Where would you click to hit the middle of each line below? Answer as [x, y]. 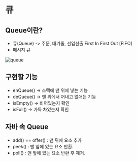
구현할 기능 [22, 77]
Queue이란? [24, 30]
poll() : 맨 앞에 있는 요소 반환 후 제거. [49, 153]
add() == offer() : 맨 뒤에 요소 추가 [47, 140]
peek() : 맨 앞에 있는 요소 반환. [43, 146]
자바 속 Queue [27, 127]
